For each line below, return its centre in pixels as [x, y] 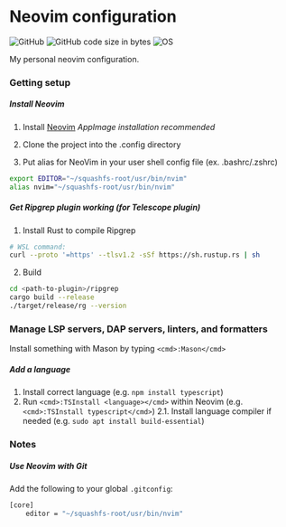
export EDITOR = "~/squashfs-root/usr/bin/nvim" [98, 178]
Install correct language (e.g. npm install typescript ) [123, 392]
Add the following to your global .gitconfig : [91, 489]
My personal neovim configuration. [74, 59]
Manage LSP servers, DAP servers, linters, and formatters [138, 329]
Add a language [40, 369]
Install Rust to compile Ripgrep [79, 230]
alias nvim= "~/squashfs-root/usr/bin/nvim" [92, 187]
